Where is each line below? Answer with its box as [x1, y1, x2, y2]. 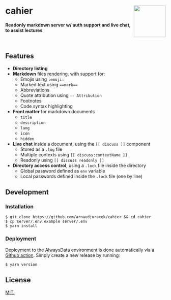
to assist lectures [5, 27, 43, 33]
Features [5, 52, 34, 60]
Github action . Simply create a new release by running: [5, 252, 121, 258]
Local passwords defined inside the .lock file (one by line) [20, 173, 143, 179]
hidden [20, 136, 35, 142]
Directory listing [12, 65, 48, 71]
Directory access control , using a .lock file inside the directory [12, 162, 147, 169]
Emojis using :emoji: [20, 76, 65, 82]
